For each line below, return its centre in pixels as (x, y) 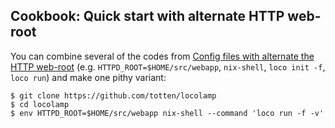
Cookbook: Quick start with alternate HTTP (147, 16)
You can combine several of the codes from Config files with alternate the (162, 56)
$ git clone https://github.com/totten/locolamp (113, 95)
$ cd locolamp (40, 104)
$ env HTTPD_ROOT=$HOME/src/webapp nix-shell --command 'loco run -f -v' (167, 113)
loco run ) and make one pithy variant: (88, 77)
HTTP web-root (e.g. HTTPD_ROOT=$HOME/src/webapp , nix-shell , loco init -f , (168, 66)
